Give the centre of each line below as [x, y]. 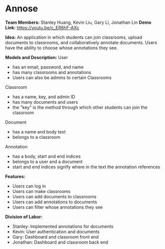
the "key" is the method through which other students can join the [80, 107]
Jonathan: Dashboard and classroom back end [60, 242]
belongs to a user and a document [47, 161]
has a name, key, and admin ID [44, 97]
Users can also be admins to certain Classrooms [62, 77]
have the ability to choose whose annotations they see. [62, 48]
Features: [15, 176]
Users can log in [29, 186]
